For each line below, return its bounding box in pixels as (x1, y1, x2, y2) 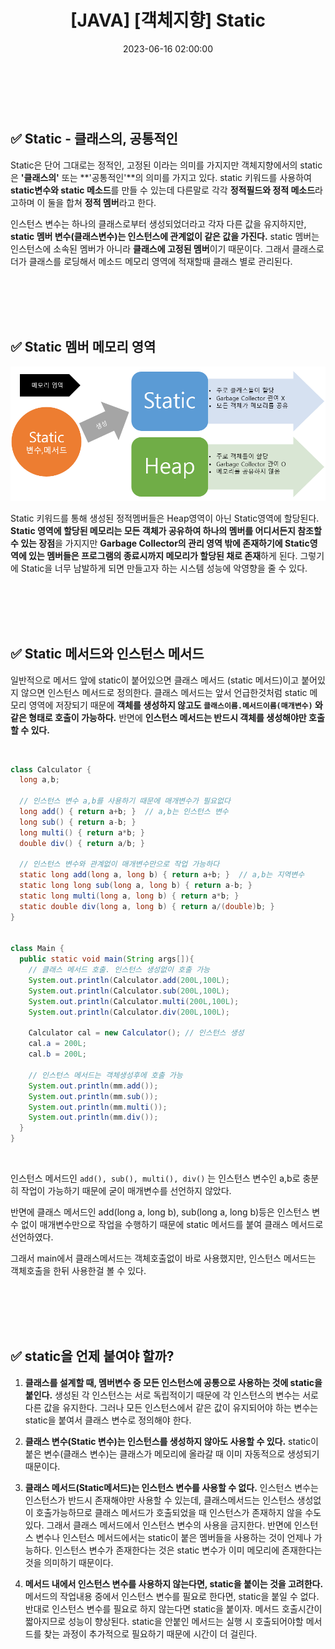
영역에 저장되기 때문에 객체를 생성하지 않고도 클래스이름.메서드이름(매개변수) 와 (28, 699, 323, 711)
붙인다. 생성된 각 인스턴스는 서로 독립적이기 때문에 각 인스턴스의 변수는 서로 (24, 1389, 319, 1401)
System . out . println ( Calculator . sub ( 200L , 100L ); (28, 986, 230, 996)
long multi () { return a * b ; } (19, 827, 145, 838)
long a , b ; (19, 775, 60, 785)
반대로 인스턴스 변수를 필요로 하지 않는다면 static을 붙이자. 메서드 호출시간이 (24, 1602, 323, 1615)
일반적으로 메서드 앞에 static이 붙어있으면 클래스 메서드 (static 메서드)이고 (10, 674, 300, 686)
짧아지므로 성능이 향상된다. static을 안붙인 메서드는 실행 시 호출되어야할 (24, 1615, 304, 1627)
